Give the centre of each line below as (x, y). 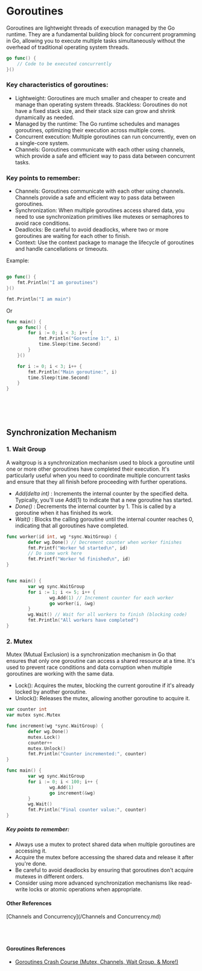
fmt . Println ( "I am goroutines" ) (58, 283)
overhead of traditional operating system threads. (68, 47)
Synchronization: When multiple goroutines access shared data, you (100, 210)
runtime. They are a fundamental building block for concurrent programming (101, 34)
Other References (29, 903)
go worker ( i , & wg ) (72, 603)
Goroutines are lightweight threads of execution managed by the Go (90, 28)
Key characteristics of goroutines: (57, 85)
